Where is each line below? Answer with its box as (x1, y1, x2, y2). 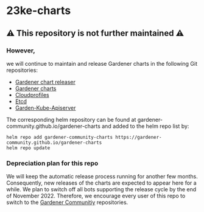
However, (6, 46, 35, 55)
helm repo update (6, 144, 51, 151)
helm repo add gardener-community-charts (6, 134, 113, 140)
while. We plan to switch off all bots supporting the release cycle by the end (6, 186, 197, 193)
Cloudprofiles (15, 91, 50, 98)
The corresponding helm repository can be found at (6, 116, 136, 123)
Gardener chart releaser (15, 78, 76, 85)
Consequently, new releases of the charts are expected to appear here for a (6, 179, 197, 186)
